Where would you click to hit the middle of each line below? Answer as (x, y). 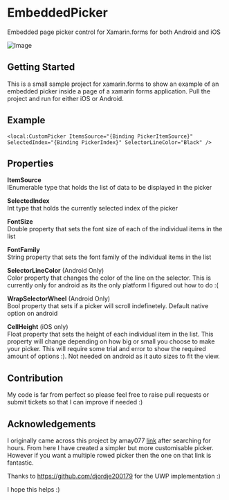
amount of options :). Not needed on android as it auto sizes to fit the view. (113, 356)
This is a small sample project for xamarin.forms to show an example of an (113, 84)
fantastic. (20, 463)
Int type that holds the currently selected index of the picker (93, 208)
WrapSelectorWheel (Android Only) (59, 298)
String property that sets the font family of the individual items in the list (109, 257)
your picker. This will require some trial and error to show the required (107, 349)
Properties (30, 163)
